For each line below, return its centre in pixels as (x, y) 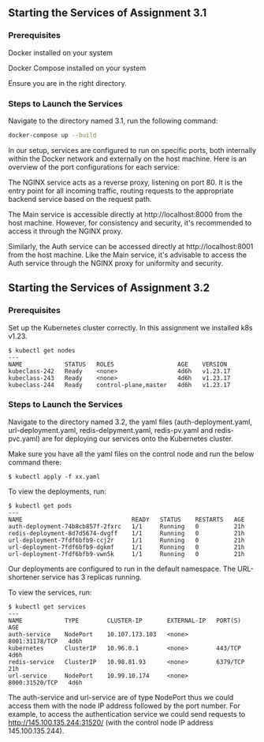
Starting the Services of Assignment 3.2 (109, 288)
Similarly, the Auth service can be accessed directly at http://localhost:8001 (131, 246)
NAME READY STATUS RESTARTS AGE (126, 520)
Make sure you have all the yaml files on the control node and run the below (131, 453)
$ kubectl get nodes (42, 350)
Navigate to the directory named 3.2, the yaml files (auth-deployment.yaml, (130, 422)
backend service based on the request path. (80, 199)
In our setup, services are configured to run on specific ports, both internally (132, 150)
